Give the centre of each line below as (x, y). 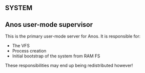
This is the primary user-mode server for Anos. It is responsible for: (73, 36)
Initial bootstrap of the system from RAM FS (56, 56)
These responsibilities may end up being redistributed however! (69, 66)
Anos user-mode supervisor (49, 25)
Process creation (29, 51)
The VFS (21, 46)
